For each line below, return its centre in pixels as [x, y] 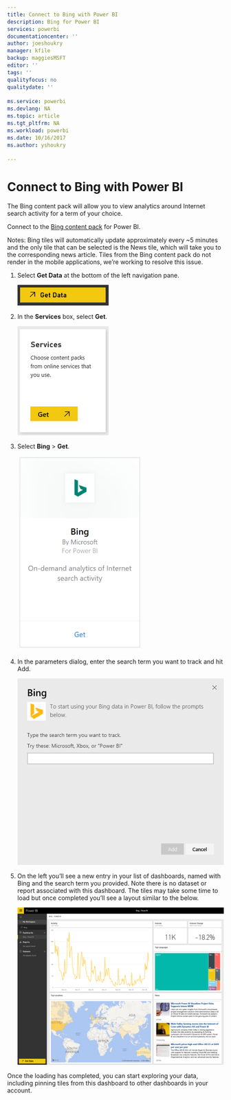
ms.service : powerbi [37, 102]
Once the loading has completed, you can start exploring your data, [103, 1075]
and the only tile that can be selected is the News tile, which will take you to [114, 247]
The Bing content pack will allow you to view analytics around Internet [106, 206]
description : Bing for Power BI [53, 22]
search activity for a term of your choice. [65, 214]
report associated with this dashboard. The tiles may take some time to [118, 890]
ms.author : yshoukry [37, 145]
